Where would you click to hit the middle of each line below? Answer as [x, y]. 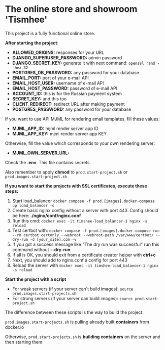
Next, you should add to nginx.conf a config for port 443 [70, 260]
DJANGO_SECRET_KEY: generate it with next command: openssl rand [83, 63]
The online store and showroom [71, 9]
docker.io [15, 327]
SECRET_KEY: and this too [39, 99]
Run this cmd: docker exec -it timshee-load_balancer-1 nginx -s [80, 220]
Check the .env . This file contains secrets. [48, 162]
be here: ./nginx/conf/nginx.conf [47, 216]
